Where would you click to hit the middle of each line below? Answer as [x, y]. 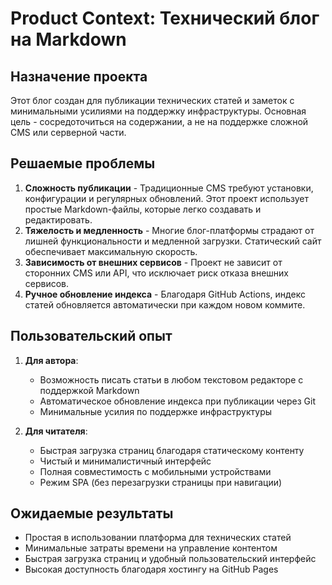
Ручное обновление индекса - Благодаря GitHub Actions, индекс [165, 294]
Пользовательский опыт [91, 336]
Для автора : [51, 360]
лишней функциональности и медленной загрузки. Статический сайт [173, 241]
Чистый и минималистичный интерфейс [125, 461]
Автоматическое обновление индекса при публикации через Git [177, 401]
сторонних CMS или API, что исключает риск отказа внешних [156, 273]
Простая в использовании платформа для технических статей [158, 538]
